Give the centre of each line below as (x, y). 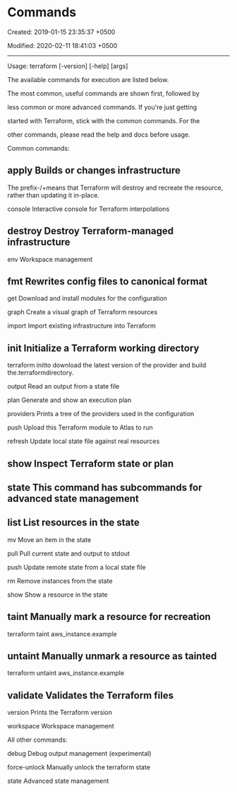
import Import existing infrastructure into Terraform (82, 326)
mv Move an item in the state (49, 539)
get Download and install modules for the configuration (87, 299)
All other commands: (38, 740)
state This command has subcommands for (105, 487)
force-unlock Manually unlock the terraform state (79, 767)
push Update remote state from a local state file (77, 567)
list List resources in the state (73, 523)
